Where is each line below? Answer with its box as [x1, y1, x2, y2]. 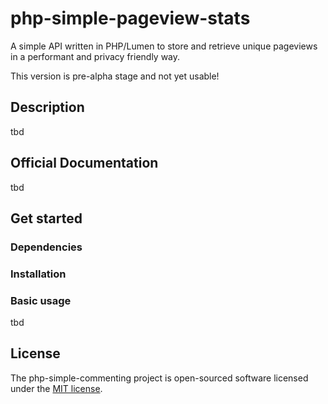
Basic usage [10, 293, 72, 307]
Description [10, 99, 85, 116]
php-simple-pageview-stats [10, 7, 251, 30]
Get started [10, 210, 83, 227]
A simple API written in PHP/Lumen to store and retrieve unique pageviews [10, 40, 318, 52]
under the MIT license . [10, 382, 103, 394]
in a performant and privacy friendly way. [10, 50, 181, 62]
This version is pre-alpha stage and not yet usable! [10, 70, 220, 82]
